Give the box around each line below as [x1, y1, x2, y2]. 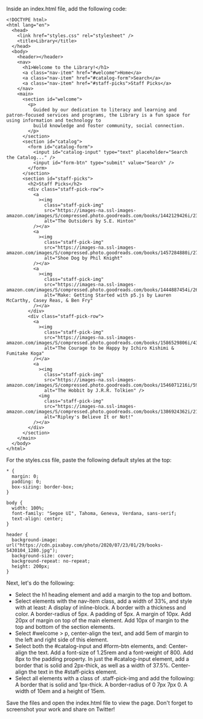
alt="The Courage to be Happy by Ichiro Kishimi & [44, 345, 174, 351]
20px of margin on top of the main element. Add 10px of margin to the [14, 617, 189, 624]
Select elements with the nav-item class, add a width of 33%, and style [14, 597, 192, 605]
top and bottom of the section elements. [14, 623, 115, 630]
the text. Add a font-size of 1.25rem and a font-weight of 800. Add [28, 649, 193, 656]
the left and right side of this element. [14, 636, 109, 643]
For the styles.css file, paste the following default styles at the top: [6, 456, 172, 464]
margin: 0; [11, 473, 39, 479]
